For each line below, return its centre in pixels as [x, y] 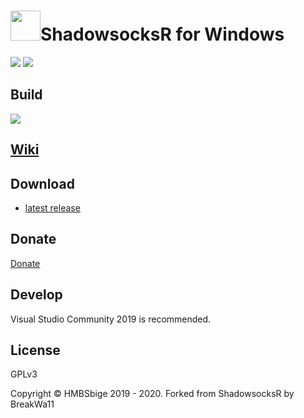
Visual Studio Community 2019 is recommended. [111, 319]
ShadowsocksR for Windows [162, 34]
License [35, 350]
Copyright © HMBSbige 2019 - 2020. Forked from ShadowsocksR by [152, 394]
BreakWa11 [32, 404]
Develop [36, 295]
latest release [52, 207]
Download [42, 183]
